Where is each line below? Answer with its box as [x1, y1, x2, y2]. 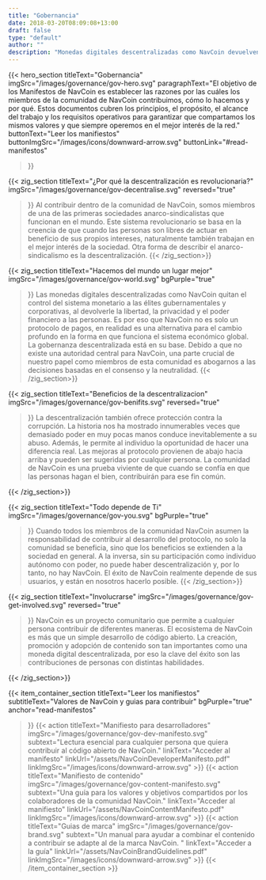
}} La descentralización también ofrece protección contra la [27, 413, 223, 422]
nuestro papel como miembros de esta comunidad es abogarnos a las [27, 357, 256, 366]
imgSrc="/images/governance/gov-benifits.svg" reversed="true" [8, 397, 220, 407]
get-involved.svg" [8, 601, 66, 609]
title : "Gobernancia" [8, 11, 80, 20]
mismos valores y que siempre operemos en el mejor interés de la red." [8, 120, 241, 130]
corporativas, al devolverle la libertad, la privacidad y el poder [27, 306, 230, 316]
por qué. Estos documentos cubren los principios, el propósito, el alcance [8, 104, 249, 113]
